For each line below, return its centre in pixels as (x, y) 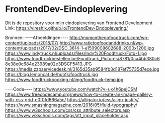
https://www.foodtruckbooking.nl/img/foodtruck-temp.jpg (64, 80)
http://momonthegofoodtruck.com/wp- (109, 38)
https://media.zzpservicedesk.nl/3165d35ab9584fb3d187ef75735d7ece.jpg (82, 69)
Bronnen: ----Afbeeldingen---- (37, 38)
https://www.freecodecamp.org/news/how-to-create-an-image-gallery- (79, 94)
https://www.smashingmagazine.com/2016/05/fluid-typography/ (71, 105)
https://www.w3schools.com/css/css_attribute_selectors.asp (68, 110)
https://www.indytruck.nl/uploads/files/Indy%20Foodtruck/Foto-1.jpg (76, 53)
